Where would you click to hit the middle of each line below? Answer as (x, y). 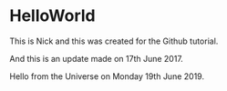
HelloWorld (52, 16)
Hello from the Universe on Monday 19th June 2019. (107, 76)
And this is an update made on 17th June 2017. (97, 58)
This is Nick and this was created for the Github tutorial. (114, 41)
